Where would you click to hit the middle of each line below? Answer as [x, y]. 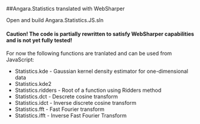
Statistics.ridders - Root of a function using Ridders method [88, 90]
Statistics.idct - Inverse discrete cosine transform [76, 103]
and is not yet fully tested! [39, 40]
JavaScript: [20, 60]
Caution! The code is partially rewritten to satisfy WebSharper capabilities [100, 34]
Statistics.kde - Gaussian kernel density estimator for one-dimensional [101, 72]
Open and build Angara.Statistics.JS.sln [55, 20]
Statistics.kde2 [33, 84]
